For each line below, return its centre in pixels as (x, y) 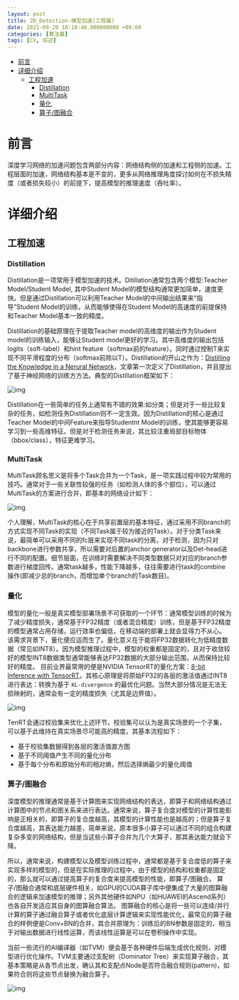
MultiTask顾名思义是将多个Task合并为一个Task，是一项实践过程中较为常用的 (119, 476)
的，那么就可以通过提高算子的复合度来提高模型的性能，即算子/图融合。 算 (115, 879)
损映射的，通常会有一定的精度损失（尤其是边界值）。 (84, 693)
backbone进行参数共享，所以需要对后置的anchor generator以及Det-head (115, 549)
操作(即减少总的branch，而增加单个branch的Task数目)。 (90, 576)
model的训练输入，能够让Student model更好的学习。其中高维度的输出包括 (116, 340)
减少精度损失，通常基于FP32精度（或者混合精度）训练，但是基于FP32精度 (122, 622)
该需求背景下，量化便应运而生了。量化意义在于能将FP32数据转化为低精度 (115, 640)
